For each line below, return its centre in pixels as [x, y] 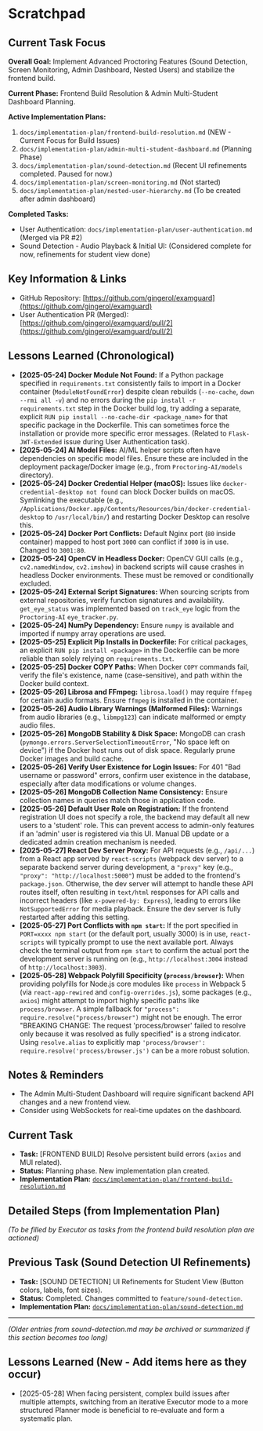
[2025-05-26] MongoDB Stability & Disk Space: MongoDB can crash [132, 733]
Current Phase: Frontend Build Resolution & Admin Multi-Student [113, 93]
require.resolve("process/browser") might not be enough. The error [131, 1017]
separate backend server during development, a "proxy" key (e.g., [126, 867]
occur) [25, 1374]
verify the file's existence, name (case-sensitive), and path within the [131, 675]
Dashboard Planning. [42, 102]
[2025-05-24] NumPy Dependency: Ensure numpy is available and [127, 625]
